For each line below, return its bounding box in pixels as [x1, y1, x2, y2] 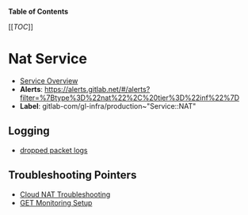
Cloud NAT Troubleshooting [19, 190, 111, 199]
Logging [8, 125, 50, 138]
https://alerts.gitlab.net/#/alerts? [44, 84, 151, 94]
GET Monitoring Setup [19, 198, 93, 207]
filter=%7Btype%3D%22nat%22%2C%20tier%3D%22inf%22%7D [19, 93, 240, 102]
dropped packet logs [19, 145, 88, 155]
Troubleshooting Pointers [8, 168, 137, 182]
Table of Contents [8, 7, 69, 16]
